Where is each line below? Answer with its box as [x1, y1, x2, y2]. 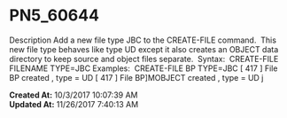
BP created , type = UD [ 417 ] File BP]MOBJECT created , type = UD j [9, 72, 264, 83]
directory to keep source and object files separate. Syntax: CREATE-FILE [9, 53, 279, 64]
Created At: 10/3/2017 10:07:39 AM [9, 90, 138, 100]
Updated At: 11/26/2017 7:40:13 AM [9, 98, 139, 109]
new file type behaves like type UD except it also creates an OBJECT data [9, 43, 279, 54]
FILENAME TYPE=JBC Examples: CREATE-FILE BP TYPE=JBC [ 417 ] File [9, 63, 278, 74]
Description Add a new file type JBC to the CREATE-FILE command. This [9, 35, 277, 45]
